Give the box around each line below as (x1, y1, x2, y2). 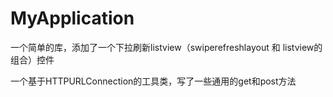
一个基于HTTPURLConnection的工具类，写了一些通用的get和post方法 (10, 75, 297, 87)
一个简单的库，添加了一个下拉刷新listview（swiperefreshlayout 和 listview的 (10, 41, 323, 53)
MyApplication (10, 7, 135, 30)
